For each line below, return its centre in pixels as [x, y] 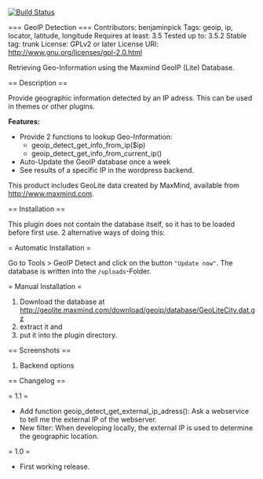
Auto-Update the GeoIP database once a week [95, 162]
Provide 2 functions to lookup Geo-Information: [96, 137]
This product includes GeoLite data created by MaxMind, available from [124, 185]
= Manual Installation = [45, 286]
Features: [24, 121]
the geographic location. [59, 436]
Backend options [47, 366]
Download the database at [62, 302]
